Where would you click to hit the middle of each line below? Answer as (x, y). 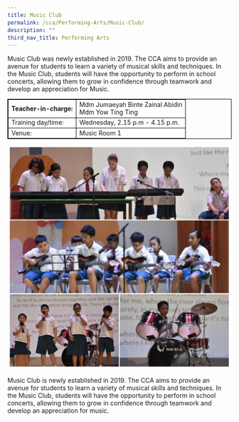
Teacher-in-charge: (42, 109)
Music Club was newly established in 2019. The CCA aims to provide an (112, 59)
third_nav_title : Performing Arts (59, 38)
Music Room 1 (101, 133)
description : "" (31, 30)
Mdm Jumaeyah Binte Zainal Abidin (131, 104)
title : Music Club (34, 15)
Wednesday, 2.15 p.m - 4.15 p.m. (129, 123)
